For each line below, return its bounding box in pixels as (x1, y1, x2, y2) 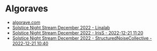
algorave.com (12, 19, 40, 25)
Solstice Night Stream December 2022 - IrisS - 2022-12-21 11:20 (12, 30, 143, 36)
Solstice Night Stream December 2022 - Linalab (12, 24, 110, 30)
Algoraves (5, 3, 48, 14)
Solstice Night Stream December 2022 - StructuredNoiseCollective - (12, 35, 152, 41)
